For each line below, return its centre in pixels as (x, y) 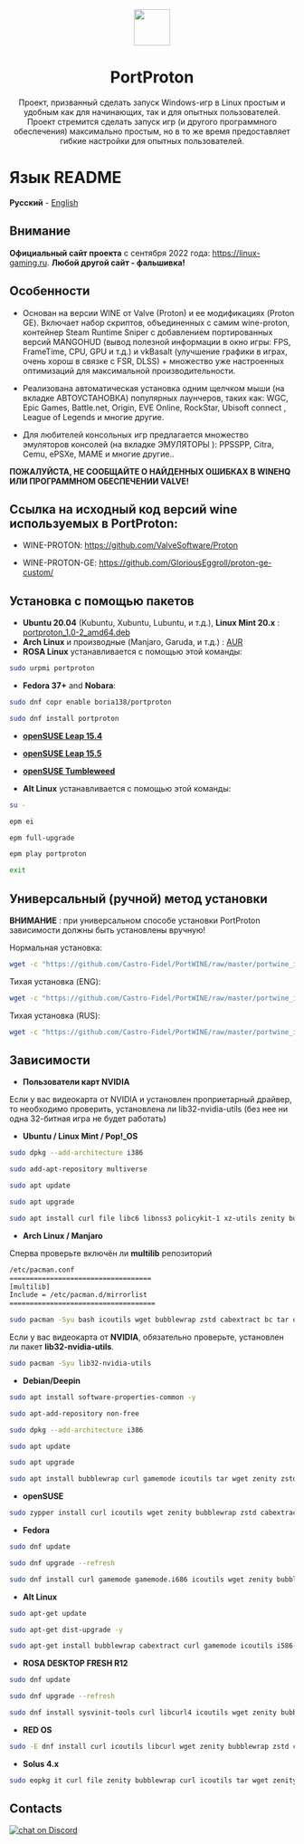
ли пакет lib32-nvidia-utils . (62, 1347)
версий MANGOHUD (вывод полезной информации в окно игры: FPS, (157, 341)
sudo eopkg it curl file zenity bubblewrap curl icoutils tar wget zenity (153, 1780)
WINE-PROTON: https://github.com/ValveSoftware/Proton (130, 545)
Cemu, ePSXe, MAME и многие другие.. (98, 454)
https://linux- (236, 253)
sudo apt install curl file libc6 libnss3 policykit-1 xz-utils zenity (147, 1218)
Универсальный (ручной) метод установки (138, 899)
